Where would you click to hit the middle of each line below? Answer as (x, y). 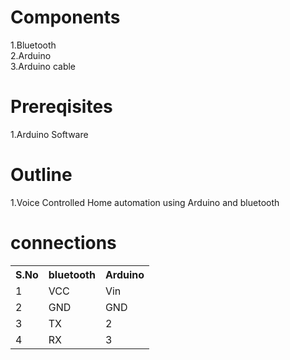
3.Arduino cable (43, 66)
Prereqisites (61, 107)
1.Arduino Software (49, 134)
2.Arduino (31, 55)
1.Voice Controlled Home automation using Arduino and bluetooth (145, 202)
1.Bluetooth (33, 45)
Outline (41, 175)
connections (63, 243)
